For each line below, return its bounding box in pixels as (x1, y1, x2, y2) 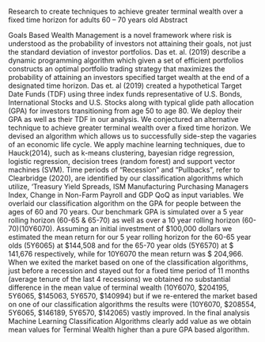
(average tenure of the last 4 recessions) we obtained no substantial (8, 275, 231, 283)
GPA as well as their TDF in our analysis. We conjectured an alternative (8, 115, 239, 123)
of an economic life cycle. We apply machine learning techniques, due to (8, 140, 245, 149)
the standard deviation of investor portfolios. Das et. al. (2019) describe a (8, 47, 247, 56)
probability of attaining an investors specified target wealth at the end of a (8, 73, 250, 82)
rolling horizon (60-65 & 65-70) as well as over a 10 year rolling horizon (8, 215, 240, 225)
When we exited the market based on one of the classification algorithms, (8, 257, 248, 267)
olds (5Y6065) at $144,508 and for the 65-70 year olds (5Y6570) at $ (8, 241, 234, 250)
